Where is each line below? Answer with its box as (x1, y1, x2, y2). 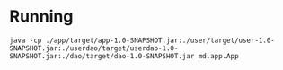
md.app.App (198, 51, 240, 60)
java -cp (9, 36, 42, 45)
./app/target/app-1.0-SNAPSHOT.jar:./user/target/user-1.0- (45, 36, 276, 45)
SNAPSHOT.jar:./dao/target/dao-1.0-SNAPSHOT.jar (9, 51, 195, 60)
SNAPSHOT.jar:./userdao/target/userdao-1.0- (9, 43, 179, 53)
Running (9, 6, 74, 27)
